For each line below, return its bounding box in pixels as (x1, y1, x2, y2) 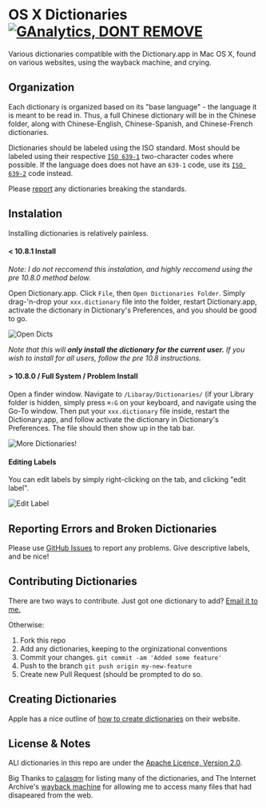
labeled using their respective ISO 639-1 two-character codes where (8, 151, 234, 161)
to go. (8, 313, 28, 323)
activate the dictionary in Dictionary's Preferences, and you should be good (8, 305, 257, 315)
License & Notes (8, 737, 91, 750)
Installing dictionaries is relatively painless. (8, 228, 149, 237)
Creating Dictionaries (8, 693, 117, 707)
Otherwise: (8, 619, 45, 629)
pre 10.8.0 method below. (8, 273, 92, 282)
